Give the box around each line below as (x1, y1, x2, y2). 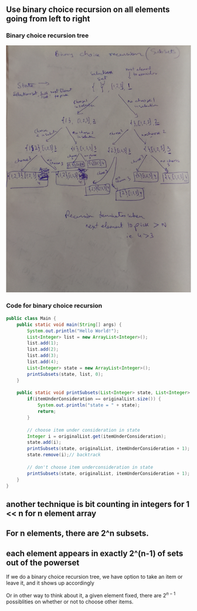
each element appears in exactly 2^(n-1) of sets (6, 548, 184, 558)
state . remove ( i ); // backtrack (27, 452, 101, 458)
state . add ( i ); (27, 439, 62, 446)
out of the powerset (6, 557, 80, 567)
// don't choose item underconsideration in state (27, 464, 154, 470)
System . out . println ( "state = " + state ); (37, 402, 141, 408)
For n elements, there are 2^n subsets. (6, 529, 149, 539)
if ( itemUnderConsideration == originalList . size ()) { (27, 396, 161, 402)
